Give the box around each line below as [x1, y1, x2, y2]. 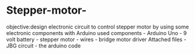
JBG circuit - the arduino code [6, 42, 81, 49]
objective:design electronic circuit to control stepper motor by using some [6, 23, 189, 30]
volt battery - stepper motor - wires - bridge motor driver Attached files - [6, 36, 187, 43]
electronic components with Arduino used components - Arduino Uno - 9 [6, 29, 187, 36]
